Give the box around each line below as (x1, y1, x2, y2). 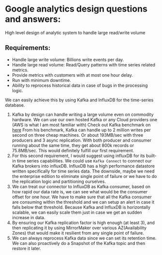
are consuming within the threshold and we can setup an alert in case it (12, 199, 155, 205)
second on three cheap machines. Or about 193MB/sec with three (12, 132, 144, 138)
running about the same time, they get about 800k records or (12, 142, 134, 148)
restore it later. (12, 245, 41, 251)
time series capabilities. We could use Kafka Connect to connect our (16, 158, 152, 163)
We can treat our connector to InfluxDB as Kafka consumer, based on (12, 183, 151, 190)
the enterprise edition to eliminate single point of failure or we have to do (12, 173, 157, 179)
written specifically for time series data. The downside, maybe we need (12, 168, 155, 174)
